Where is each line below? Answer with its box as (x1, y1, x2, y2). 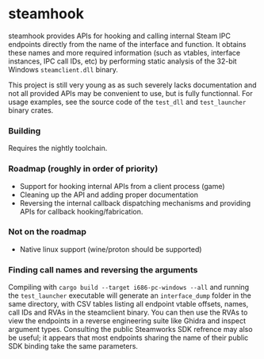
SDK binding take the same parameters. (8, 342, 139, 351)
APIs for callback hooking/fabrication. (19, 207, 143, 216)
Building (8, 125, 41, 136)
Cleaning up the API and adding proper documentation (19, 190, 198, 199)
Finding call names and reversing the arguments (8, 264, 198, 275)
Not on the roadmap (8, 226, 87, 237)
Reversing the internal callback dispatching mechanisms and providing (19, 198, 251, 207)
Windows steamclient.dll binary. (8, 64, 119, 74)
